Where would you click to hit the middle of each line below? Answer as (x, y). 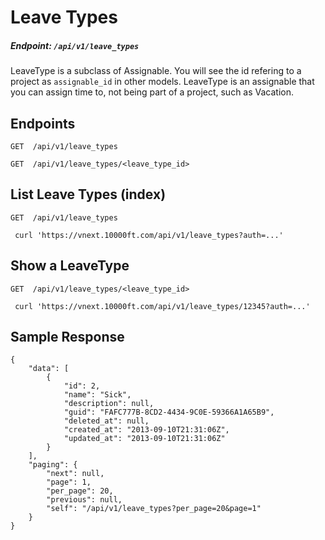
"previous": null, (84, 500)
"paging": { (53, 465)
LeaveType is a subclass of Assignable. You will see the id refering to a (156, 71)
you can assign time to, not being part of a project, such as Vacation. (152, 92)
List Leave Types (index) (88, 194)
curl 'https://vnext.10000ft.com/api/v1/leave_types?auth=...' (149, 235)
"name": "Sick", (97, 395)
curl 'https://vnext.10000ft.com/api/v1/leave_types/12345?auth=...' (162, 306)
